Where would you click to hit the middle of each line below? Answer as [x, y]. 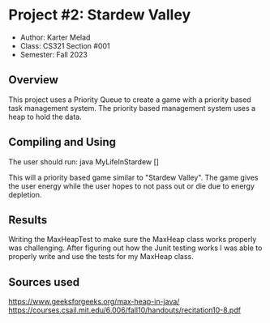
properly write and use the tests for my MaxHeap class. [101, 257]
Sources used [44, 282]
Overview [34, 80]
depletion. [25, 194]
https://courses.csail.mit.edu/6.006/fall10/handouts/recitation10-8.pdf [125, 310]
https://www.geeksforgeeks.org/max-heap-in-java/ [94, 302]
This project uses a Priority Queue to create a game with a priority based [130, 100]
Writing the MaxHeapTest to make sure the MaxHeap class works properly [133, 240]
